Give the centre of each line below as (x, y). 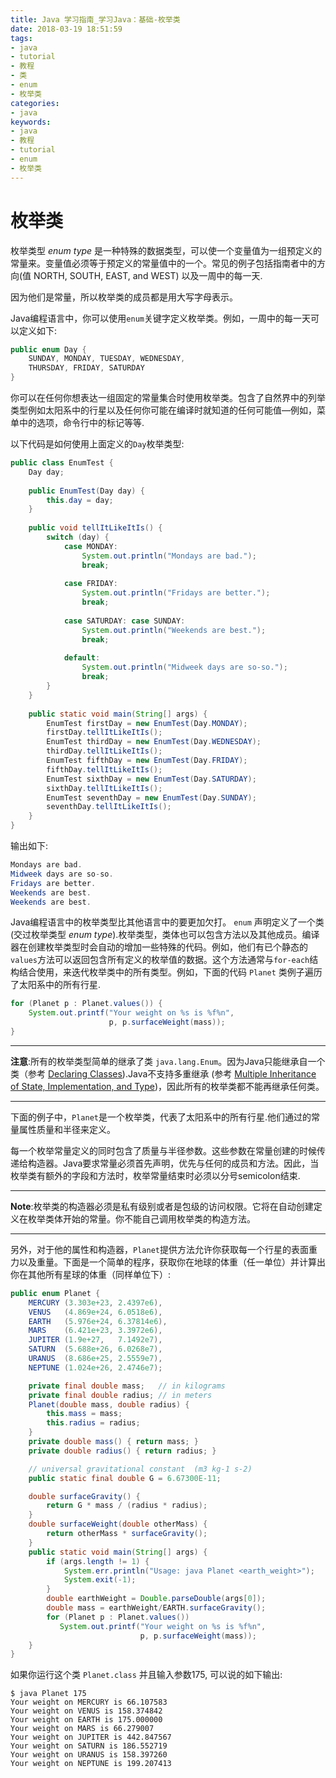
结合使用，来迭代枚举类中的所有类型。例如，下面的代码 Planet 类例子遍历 (170, 972)
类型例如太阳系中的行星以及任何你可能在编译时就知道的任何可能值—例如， (163, 410)
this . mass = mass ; (84, 1414)
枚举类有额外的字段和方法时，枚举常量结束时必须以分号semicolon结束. (155, 1175)
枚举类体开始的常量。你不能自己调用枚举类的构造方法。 (141, 1218)
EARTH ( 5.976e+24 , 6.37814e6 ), (98, 1321)
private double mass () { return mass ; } (113, 1442)
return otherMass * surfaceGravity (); (127, 1534)
